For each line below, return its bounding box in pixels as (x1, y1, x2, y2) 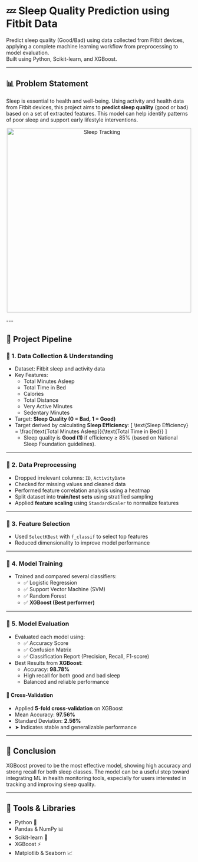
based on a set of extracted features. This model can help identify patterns (6, 110, 189, 117)
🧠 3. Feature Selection (6, 519, 71, 527)
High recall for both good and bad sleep (23, 671, 121, 679)
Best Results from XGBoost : (14, 659, 83, 666)
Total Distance (23, 396, 59, 404)
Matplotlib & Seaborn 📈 (14, 850, 72, 857)
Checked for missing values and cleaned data (14, 480, 126, 487)
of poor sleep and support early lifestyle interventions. (6, 116, 138, 123)
